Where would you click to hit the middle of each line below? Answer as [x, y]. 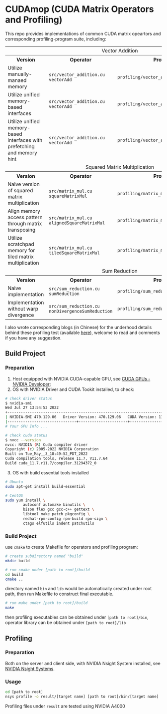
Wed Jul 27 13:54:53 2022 [32, 408]
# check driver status [29, 398]
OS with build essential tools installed [50, 472]
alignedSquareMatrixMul [77, 223]
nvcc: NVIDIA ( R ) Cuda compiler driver [46, 445]
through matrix [25, 223]
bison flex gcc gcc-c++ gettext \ [59, 510]
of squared [20, 190]
